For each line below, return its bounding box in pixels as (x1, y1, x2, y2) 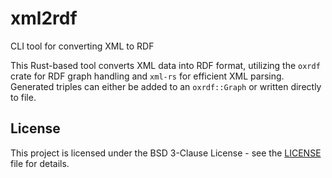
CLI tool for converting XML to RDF (10, 40, 155, 52)
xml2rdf (10, 7, 78, 30)
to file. (10, 91, 37, 103)
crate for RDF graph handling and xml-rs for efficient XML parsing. (10, 70, 285, 82)
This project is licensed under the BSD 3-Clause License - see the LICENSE (10, 147, 322, 159)
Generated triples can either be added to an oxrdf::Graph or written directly (10, 80, 322, 92)
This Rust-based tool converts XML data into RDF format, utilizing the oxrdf (10, 59, 321, 71)
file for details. (10, 157, 70, 169)
